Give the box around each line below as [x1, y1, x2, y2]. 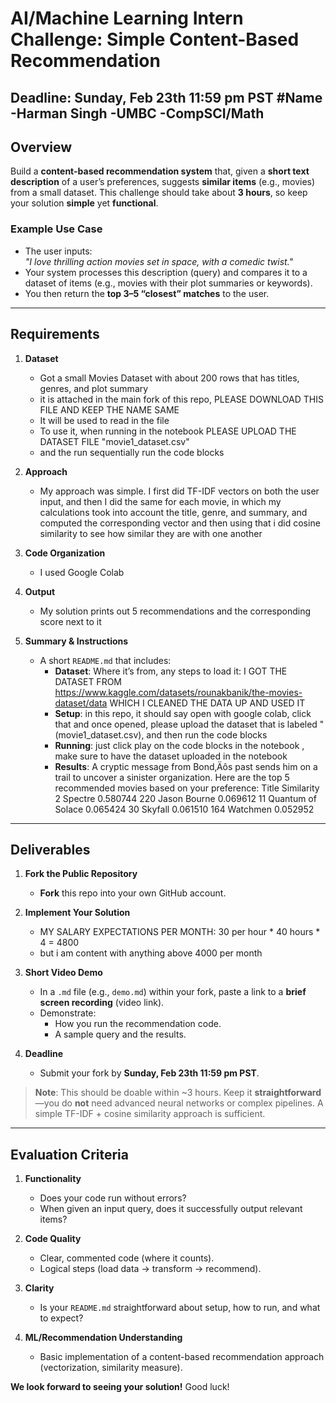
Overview [10, 138, 73, 156]
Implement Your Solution [24, 907, 131, 919]
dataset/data [54, 697, 108, 709]
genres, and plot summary [39, 382, 149, 394]
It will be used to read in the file [39, 414, 170, 426]
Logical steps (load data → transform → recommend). [39, 1263, 262, 1275]
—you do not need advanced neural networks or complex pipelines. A [34, 1097, 324, 1109]
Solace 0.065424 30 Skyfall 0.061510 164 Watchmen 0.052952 [54, 803, 315, 815]
